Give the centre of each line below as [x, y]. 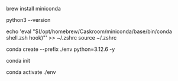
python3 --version [28, 20]
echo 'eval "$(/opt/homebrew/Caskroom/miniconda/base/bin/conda [89, 31]
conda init [18, 61]
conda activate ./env [31, 72]
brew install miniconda [33, 9]
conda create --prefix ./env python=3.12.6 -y [61, 49]
